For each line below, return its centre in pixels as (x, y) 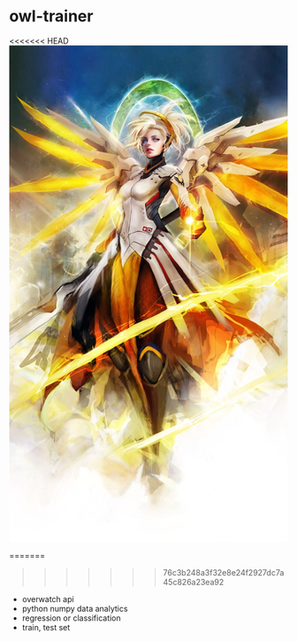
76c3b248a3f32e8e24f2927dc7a (224, 572)
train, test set (46, 627)
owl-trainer (51, 16)
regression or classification (71, 618)
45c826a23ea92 (194, 582)
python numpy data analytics (75, 608)
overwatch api (48, 599)
